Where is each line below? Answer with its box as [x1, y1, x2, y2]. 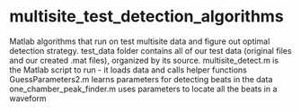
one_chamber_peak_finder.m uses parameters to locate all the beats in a [9, 83, 278, 94]
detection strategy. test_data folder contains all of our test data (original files [9, 45, 292, 55]
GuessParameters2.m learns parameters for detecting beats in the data [9, 73, 273, 84]
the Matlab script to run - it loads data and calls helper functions [9, 64, 247, 75]
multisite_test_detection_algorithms [9, 6, 285, 27]
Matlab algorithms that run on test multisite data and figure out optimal [9, 36, 270, 47]
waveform [9, 92, 47, 104]
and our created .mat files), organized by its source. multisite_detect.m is [9, 55, 279, 65]
